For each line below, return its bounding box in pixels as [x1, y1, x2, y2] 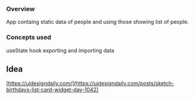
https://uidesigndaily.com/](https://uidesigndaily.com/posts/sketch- [8, 80, 175, 87]
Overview [6, 5, 35, 13]
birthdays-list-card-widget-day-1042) [6, 86, 99, 94]
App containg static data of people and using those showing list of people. [6, 18, 189, 26]
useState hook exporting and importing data [6, 47, 114, 54]
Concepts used [6, 33, 52, 42]
